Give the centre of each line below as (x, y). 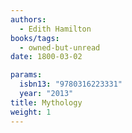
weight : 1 (31, 112)
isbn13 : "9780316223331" (71, 84)
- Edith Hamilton (55, 29)
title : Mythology (46, 102)
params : (26, 75)
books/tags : (35, 38)
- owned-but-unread (60, 47)
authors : (28, 19)
